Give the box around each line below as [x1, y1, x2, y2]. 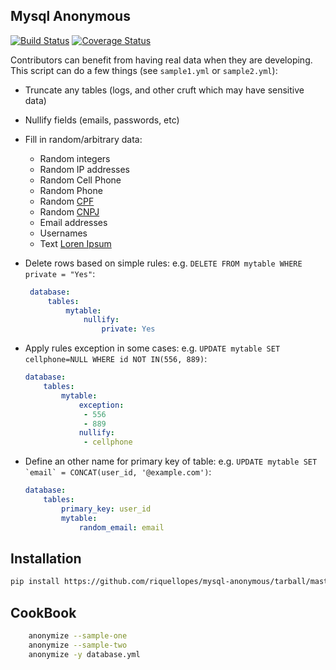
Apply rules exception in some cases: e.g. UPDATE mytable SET [24, 342, 281, 354]
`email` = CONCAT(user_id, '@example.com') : [24, 466, 212, 478]
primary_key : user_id [61, 504, 152, 514]
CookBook [10, 604, 77, 621]
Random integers [39, 152, 111, 164]
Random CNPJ [39, 205, 100, 218]
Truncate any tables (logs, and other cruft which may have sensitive [24, 84, 305, 96]
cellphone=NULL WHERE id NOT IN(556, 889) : [24, 353, 208, 365]
